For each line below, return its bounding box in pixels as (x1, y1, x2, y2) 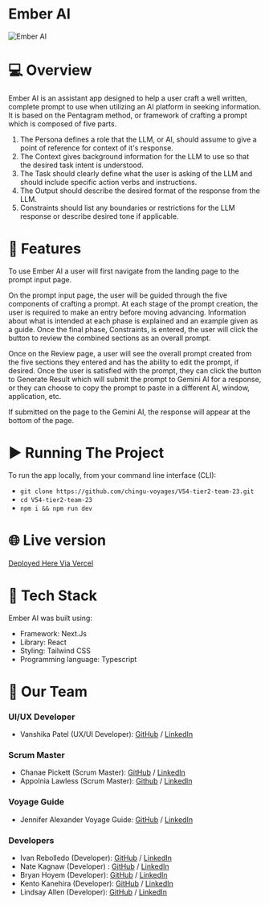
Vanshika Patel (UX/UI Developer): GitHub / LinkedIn (19, 730, 194, 739)
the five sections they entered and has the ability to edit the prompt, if (8, 357, 239, 367)
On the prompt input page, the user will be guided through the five (8, 290, 227, 300)
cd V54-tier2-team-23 (19, 496, 92, 504)
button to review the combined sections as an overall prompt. (8, 333, 211, 343)
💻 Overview (8, 61, 92, 80)
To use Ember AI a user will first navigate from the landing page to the (8, 266, 239, 276)
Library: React (19, 637, 67, 647)
